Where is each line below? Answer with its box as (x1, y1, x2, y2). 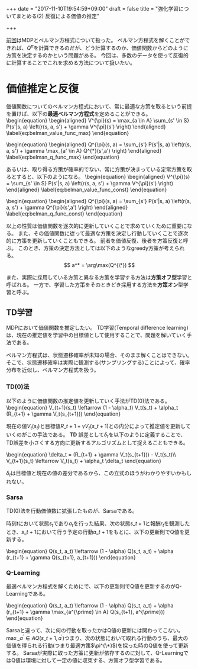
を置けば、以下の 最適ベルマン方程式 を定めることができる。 (6, 110, 151, 117)
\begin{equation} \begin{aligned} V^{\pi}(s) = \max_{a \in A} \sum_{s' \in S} (6, 117, 190, 124)
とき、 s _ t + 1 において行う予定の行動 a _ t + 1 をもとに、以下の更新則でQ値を (6, 529, 185, 536)
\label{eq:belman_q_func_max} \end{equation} (6, 153, 120, 160)
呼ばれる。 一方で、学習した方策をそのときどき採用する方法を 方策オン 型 (6, 281, 183, 288)
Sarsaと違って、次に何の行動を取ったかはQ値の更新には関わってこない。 (6, 627, 184, 634)
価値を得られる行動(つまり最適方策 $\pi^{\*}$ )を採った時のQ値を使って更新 (6, 642, 189, 649)
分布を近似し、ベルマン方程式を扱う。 (6, 366, 99, 374)
